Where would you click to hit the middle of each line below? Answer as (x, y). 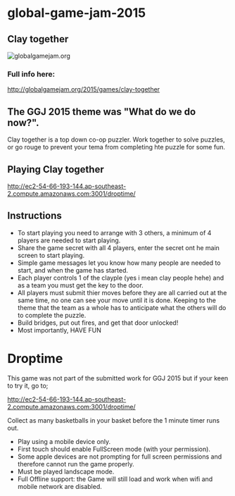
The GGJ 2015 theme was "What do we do (102, 112)
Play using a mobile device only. (64, 441)
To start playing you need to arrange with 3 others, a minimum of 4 (114, 232)
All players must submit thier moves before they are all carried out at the (122, 292)
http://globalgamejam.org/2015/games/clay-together (84, 89)
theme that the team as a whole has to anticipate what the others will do (122, 307)
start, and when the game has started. (73, 270)
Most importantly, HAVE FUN (59, 330)
